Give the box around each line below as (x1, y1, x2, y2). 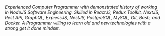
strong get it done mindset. (5, 25, 60, 31)
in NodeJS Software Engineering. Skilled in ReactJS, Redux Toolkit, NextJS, (5, 9, 160, 15)
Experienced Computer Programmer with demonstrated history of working (5, 4, 158, 10)
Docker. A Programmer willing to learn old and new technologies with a (5, 20, 151, 26)
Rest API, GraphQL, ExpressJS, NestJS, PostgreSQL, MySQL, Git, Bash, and (5, 15, 160, 20)
